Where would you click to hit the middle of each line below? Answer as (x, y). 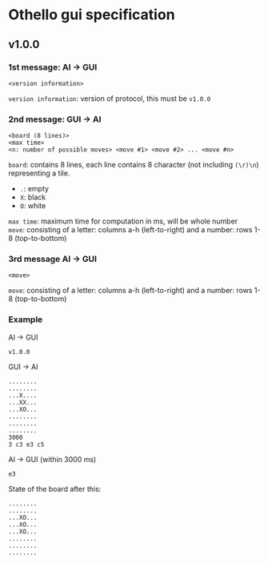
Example (26, 320)
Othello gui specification (92, 15)
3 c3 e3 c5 (26, 444)
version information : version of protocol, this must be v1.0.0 (110, 99)
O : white (33, 206)
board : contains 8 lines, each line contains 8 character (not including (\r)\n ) (134, 165)
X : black (33, 197)
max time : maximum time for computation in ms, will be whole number (123, 221)
